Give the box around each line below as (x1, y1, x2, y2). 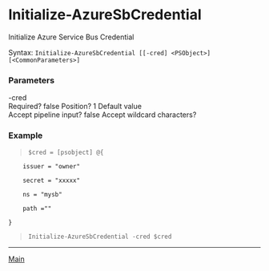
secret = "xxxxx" (22, 176, 81, 184)
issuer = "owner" (22, 162, 81, 170)
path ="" (22, 204, 52, 212)
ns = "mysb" (22, 190, 62, 198)
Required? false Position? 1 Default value (8, 102, 143, 111)
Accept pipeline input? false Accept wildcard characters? (8, 110, 197, 119)
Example (8, 130, 43, 141)
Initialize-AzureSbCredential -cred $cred (27, 233, 172, 241)
